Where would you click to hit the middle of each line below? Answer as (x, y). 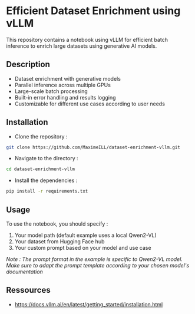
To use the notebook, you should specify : (57, 224)
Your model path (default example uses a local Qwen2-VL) (86, 235)
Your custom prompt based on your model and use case (83, 248)
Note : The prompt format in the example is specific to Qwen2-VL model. (94, 259)
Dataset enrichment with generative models (67, 78)
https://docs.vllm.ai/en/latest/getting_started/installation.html (89, 304)
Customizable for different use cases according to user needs (90, 104)
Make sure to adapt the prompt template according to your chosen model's (98, 265)
